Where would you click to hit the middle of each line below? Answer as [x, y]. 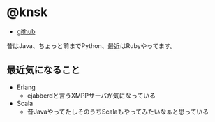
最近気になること [43, 70]
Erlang [26, 87]
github [26, 31]
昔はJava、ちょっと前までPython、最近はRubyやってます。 [91, 45]
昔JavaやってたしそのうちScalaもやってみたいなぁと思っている [118, 112]
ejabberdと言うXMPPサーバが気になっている [91, 96]
